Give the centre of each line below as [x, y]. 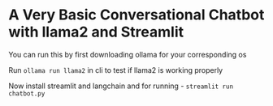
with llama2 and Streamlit [96, 32]
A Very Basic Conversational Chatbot [136, 15]
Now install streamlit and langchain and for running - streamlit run [121, 86]
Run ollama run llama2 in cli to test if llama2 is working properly [116, 70]
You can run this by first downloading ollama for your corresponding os [128, 54]
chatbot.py [27, 93]
